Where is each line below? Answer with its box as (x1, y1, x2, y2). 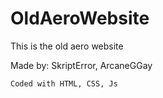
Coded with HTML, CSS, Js (10, 78, 118, 89)
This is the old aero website (10, 40, 124, 52)
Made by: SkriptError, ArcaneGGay (10, 59, 153, 71)
